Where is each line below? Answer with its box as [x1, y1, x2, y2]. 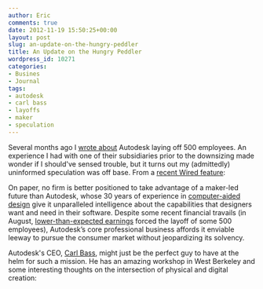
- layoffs [8, 107, 41, 115]
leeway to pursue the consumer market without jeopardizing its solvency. [8, 232, 245, 242]
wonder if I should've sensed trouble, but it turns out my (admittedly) [8, 159, 231, 169]
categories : [8, 63, 47, 71]
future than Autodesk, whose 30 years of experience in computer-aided [8, 191, 241, 200]
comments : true [8, 19, 58, 27]
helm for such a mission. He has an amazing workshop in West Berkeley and [8, 256, 255, 265]
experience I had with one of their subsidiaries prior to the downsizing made [8, 151, 255, 160]
